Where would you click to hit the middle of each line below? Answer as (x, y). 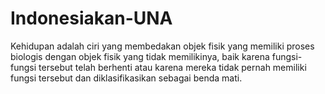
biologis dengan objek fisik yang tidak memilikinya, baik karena (140, 56)
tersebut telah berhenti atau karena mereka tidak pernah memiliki (172, 67)
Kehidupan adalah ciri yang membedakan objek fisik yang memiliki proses (162, 46)
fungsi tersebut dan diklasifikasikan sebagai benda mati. (126, 78)
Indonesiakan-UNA (91, 18)
